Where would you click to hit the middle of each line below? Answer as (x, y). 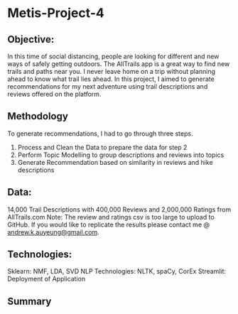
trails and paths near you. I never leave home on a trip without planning (111, 71)
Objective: (31, 39)
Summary (29, 301)
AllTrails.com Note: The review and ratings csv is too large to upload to (111, 217)
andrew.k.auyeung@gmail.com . (53, 232)
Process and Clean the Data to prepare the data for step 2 (102, 147)
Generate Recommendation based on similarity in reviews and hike (115, 162)
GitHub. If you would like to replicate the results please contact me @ (108, 224)
